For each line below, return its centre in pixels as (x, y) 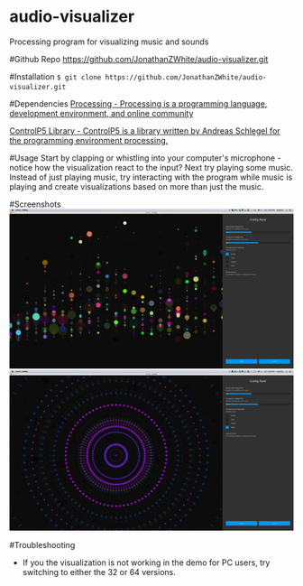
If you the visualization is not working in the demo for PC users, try (146, 563)
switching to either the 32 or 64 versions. (99, 572)
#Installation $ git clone (55, 76)
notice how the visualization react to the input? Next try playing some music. (151, 167)
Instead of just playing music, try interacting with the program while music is (151, 177)
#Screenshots (35, 204)
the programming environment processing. (89, 140)
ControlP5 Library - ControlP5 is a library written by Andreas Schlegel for (145, 130)
